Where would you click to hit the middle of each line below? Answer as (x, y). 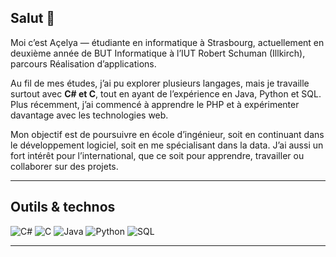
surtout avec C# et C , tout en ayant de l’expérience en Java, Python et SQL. (166, 93)
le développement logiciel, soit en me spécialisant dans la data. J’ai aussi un (167, 145)
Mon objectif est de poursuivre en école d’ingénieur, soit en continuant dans (167, 134)
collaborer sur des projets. (64, 166)
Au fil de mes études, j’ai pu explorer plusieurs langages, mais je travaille (160, 83)
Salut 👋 (33, 18)
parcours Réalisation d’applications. (83, 63)
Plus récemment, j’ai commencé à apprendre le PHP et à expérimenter (155, 104)
